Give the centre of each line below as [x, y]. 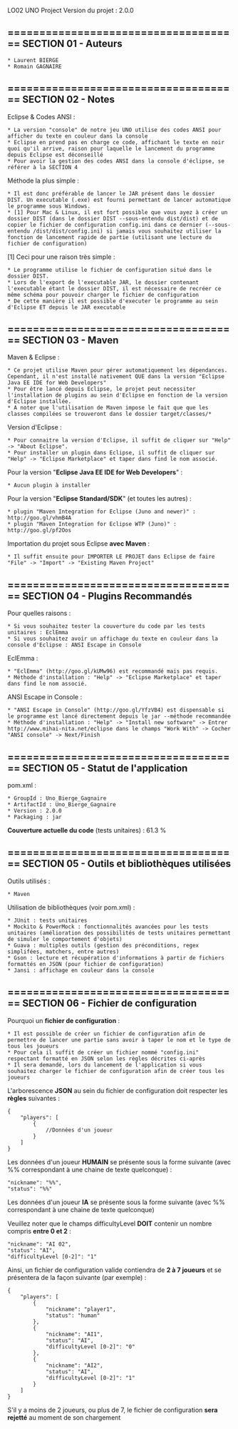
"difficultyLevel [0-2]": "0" [90, 1347]
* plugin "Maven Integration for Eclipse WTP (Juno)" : [92, 524]
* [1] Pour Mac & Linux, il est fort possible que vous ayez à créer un [118, 212]
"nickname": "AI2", [74, 1366]
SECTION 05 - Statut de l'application [105, 768]
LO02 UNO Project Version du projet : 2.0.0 [71, 10]
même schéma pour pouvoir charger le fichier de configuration [103, 295]
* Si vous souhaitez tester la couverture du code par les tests [106, 626]
